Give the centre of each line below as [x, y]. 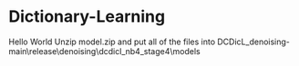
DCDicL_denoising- [254, 42]
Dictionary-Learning [87, 17]
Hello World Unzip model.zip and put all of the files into [112, 42]
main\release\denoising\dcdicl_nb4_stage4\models [105, 51]
